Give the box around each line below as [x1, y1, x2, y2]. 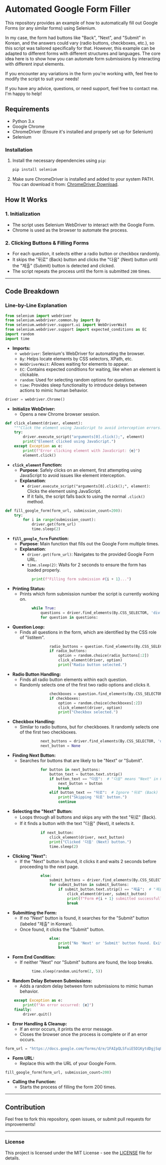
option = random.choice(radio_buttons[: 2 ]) [58, 653, 149, 658]
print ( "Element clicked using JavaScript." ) [23, 439, 116, 444]
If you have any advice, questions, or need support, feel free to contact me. [5, 85, 159, 91]
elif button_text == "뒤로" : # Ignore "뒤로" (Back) [49, 790, 158, 795]
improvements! [5, 1121, 36, 1127]
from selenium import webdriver [5, 313, 72, 318]
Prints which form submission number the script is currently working [19, 590, 160, 597]
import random [5, 332, 35, 337]
